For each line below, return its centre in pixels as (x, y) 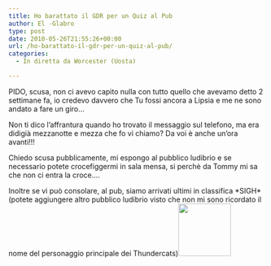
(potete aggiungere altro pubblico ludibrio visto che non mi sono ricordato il (135, 199)
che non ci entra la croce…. (54, 175)
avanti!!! (22, 142)
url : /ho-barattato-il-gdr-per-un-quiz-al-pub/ (91, 46)
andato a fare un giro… (47, 109)
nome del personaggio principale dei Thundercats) (94, 253)
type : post (27, 31)
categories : (28, 54)
